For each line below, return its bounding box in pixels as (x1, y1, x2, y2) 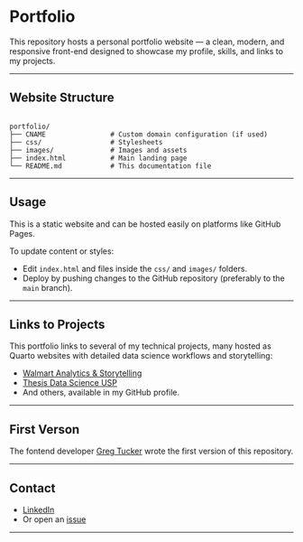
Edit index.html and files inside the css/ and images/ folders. (22, 263, 248, 274)
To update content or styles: (9, 246, 115, 257)
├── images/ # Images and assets (9, 145, 188, 154)
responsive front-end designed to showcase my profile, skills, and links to (9, 45, 284, 56)
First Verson (9, 422, 80, 437)
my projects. (9, 55, 56, 66)
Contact (9, 481, 56, 496)
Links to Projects (9, 316, 106, 332)
